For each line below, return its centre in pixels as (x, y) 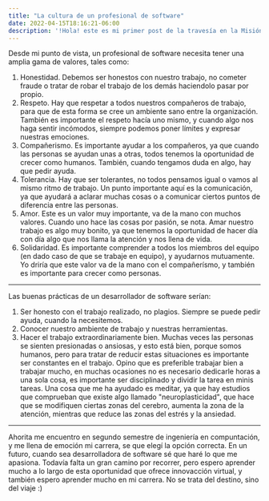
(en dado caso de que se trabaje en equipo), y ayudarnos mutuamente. (137, 257)
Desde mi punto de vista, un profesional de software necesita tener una (126, 54)
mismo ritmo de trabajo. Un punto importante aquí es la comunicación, (136, 188)
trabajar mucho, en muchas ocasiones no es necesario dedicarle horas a (140, 372)
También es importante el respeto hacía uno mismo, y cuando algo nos (137, 120)
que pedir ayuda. (48, 171)
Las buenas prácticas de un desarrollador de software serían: (110, 297)
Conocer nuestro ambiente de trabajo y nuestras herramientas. (124, 329)
